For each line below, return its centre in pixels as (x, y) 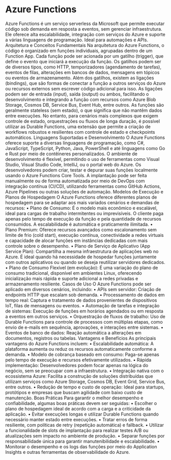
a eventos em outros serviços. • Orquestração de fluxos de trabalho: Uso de (85, 316)
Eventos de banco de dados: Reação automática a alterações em (73, 332)
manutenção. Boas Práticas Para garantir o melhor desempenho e (74, 398)
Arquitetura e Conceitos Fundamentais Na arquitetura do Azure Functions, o (85, 45)
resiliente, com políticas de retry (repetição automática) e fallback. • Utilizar (85, 425)
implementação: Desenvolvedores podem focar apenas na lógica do (77, 365)
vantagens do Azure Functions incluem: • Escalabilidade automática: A (79, 344)
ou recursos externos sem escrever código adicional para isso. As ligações (84, 88)
